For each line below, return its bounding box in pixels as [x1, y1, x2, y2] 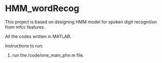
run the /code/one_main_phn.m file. [12, 52, 84, 58]
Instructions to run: [5, 43, 44, 48]
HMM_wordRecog [5, 3, 79, 14]
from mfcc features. [5, 24, 46, 30]
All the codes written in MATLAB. [5, 33, 71, 39]
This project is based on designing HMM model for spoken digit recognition [5, 19, 158, 25]
